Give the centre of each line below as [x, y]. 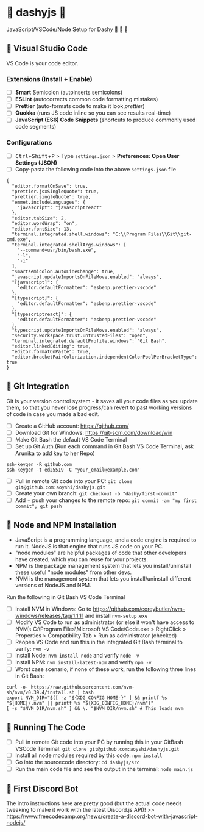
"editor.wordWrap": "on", [45, 223]
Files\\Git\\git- [170, 234]
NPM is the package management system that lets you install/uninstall [103, 565]
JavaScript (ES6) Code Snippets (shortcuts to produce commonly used [105, 120]
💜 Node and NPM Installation [62, 525]
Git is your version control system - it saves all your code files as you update [102, 401]
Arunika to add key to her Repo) [55, 453]
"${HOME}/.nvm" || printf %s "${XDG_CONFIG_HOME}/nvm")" [80, 703]
